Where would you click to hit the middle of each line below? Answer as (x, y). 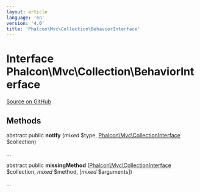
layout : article (27, 12)
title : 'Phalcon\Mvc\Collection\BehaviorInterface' (73, 29)
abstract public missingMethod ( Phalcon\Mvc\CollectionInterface (89, 165)
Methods (24, 121)
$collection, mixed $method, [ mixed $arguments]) (69, 172)
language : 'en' (26, 18)
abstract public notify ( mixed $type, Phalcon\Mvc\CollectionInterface (94, 135)
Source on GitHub (29, 101)
